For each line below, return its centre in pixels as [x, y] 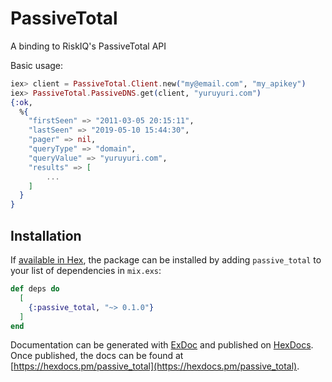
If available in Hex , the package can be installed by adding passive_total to [166, 260]
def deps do [35, 289]
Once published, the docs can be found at [97, 356]
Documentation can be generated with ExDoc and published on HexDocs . [162, 345]
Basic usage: [37, 65]
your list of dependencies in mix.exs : [86, 270]
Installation [46, 235]
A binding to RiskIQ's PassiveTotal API [88, 46]
